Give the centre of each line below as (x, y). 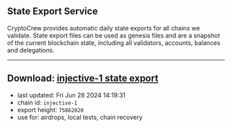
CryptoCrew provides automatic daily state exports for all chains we (104, 28)
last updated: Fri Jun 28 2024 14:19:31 (71, 95)
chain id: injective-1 (47, 102)
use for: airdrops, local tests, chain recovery (80, 117)
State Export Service (52, 11)
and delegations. (31, 50)
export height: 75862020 (50, 109)
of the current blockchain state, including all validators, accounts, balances (114, 43)
